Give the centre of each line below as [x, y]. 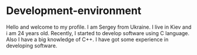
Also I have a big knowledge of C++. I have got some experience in [87, 39]
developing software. [32, 46]
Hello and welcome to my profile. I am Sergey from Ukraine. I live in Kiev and [99, 27]
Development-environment [74, 11]
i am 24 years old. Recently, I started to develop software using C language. [98, 33]
